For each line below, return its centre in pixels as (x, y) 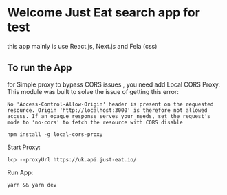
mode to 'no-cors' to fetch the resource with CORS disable (95, 122)
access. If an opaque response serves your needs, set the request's (109, 116)
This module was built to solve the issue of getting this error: (93, 91)
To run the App (40, 68)
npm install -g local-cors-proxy (55, 134)
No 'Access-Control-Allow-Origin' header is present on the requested (110, 104)
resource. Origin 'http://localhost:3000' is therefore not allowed (107, 110)
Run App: (20, 172)
